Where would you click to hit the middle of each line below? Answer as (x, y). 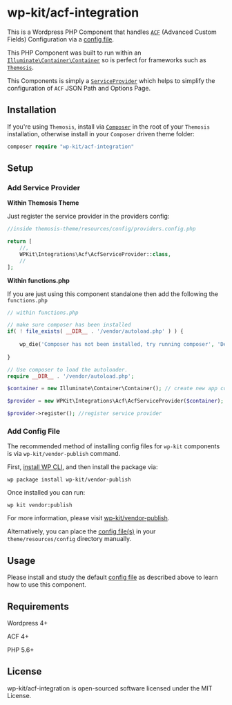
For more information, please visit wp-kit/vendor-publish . (88, 518)
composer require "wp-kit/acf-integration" (71, 147)
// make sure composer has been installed (69, 325)
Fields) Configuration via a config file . (61, 39)
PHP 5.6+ (21, 650)
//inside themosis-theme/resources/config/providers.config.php (101, 229)
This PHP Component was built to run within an (74, 53)
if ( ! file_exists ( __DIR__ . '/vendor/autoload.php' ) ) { (96, 331)
